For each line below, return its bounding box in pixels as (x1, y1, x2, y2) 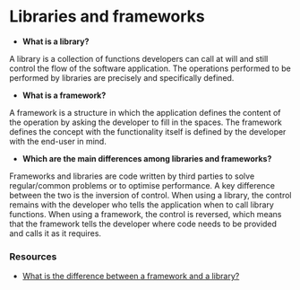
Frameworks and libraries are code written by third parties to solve (9, 171, 255, 181)
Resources (9, 250, 57, 262)
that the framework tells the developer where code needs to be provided (9, 218, 278, 229)
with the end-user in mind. (9, 136, 107, 146)
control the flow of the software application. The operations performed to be (9, 63, 291, 74)
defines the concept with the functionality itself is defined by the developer (9, 126, 287, 136)
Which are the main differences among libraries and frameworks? (21, 153, 272, 163)
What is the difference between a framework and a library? (21, 271, 240, 282)
